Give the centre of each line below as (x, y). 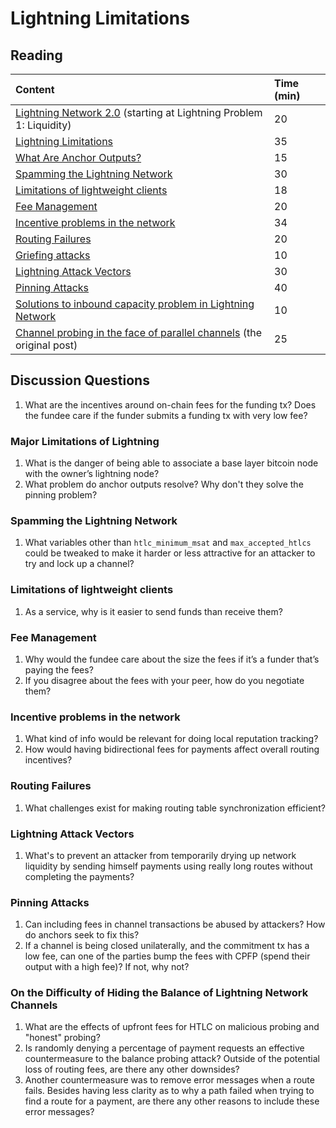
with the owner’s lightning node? (92, 474)
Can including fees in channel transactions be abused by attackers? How (175, 924)
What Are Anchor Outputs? (78, 157)
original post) (46, 345)
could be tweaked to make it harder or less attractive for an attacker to (170, 553)
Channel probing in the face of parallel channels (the (139, 332)
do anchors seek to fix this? (82, 935)
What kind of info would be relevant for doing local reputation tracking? (171, 739)
